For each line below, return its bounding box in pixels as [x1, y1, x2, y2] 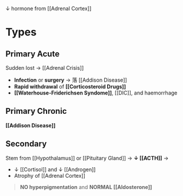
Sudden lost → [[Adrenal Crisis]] [5, 65, 84, 71]
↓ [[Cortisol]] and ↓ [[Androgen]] [14, 165, 96, 173]
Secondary [5, 139, 47, 149]
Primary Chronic [5, 106, 67, 116]
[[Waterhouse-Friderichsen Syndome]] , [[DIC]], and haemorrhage [14, 89, 178, 96]
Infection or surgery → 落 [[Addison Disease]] [14, 76, 127, 83]
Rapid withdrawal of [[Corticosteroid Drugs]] [14, 83, 127, 90]
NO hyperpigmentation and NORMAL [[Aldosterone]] [19, 183, 152, 190]
